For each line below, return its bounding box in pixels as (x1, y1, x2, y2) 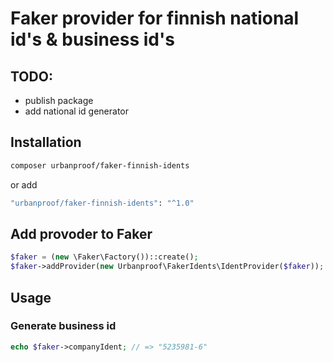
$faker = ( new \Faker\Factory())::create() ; (10, 252, 199, 262)
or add (10, 178, 38, 191)
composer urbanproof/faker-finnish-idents (10, 160, 190, 171)
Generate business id (10, 319, 117, 333)
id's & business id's (10, 28, 175, 51)
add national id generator (24, 105, 130, 117)
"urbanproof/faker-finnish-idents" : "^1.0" (10, 198, 195, 208)
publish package (24, 95, 94, 106)
